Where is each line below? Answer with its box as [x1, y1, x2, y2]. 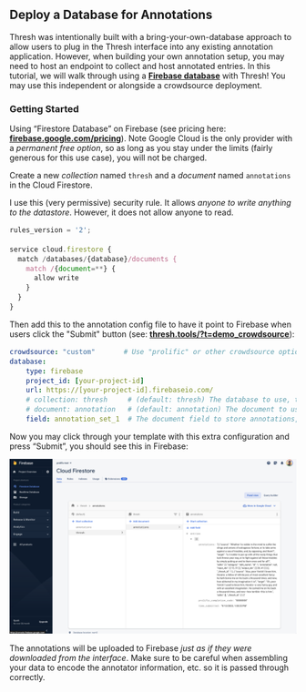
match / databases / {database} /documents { [17, 254, 178, 263]
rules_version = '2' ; [9, 226, 92, 235]
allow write [33, 273, 79, 283]
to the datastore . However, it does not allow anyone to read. [9, 207, 234, 218]
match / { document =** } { [25, 264, 117, 273]
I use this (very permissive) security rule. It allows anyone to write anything [9, 198, 291, 209]
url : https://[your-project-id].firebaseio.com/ [25, 386, 214, 395]
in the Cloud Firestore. [9, 179, 93, 190]
